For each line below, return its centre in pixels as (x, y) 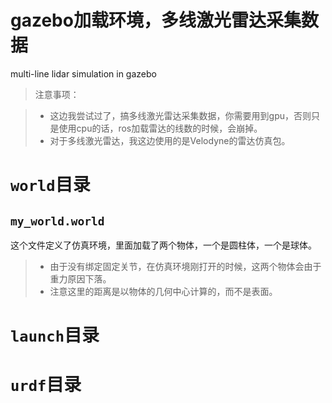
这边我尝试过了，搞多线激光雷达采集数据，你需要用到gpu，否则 (180, 115)
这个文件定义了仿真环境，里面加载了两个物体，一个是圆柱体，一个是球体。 (163, 245)
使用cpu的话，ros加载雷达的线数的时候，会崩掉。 (160, 128)
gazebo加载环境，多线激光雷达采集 (156, 20)
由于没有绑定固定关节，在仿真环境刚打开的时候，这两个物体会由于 (185, 266)
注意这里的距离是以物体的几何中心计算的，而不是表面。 (163, 291)
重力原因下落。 (80, 278)
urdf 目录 (46, 385)
